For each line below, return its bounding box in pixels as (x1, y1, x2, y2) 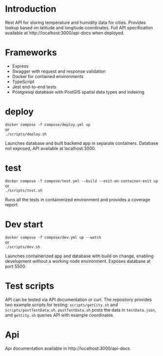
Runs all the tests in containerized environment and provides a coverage (5, 197, 150, 202)
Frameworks (5, 47, 57, 58)
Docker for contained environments (12, 73, 84, 79)
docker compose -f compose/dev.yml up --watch (5, 235, 102, 240)
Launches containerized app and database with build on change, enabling (5, 253, 154, 259)
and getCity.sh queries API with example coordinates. (5, 312, 115, 318)
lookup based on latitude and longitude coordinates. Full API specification (5, 24, 153, 30)
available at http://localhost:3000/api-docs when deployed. (5, 30, 124, 36)
